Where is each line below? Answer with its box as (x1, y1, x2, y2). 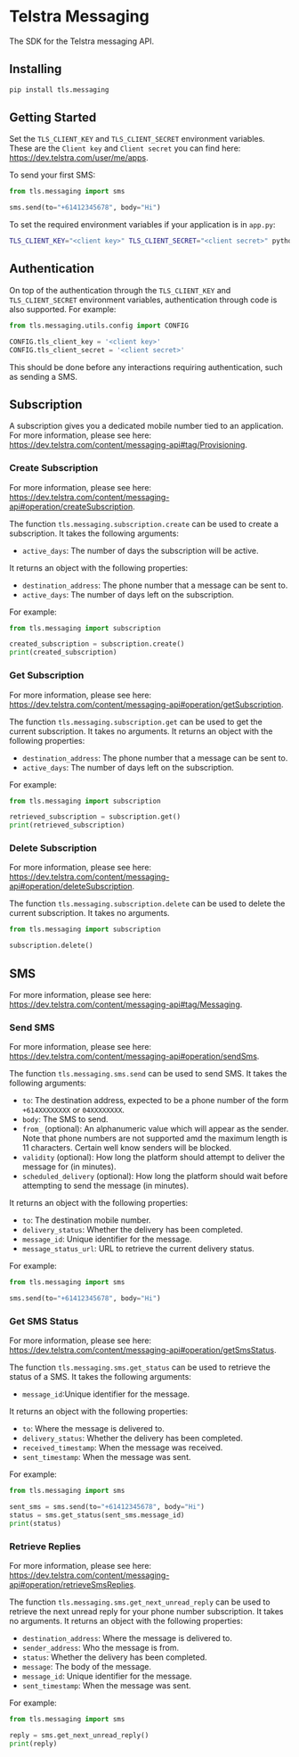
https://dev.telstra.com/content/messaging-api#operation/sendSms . (9, 1051, 260, 1062)
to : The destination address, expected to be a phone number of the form (21, 1095, 289, 1106)
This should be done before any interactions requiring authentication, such (9, 361, 283, 372)
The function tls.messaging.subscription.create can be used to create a (9, 518, 279, 529)
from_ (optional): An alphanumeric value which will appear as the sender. (21, 1124, 289, 1134)
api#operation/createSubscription (9, 501, 133, 512)
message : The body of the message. (21, 1662, 152, 1672)
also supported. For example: (9, 303, 117, 314)
